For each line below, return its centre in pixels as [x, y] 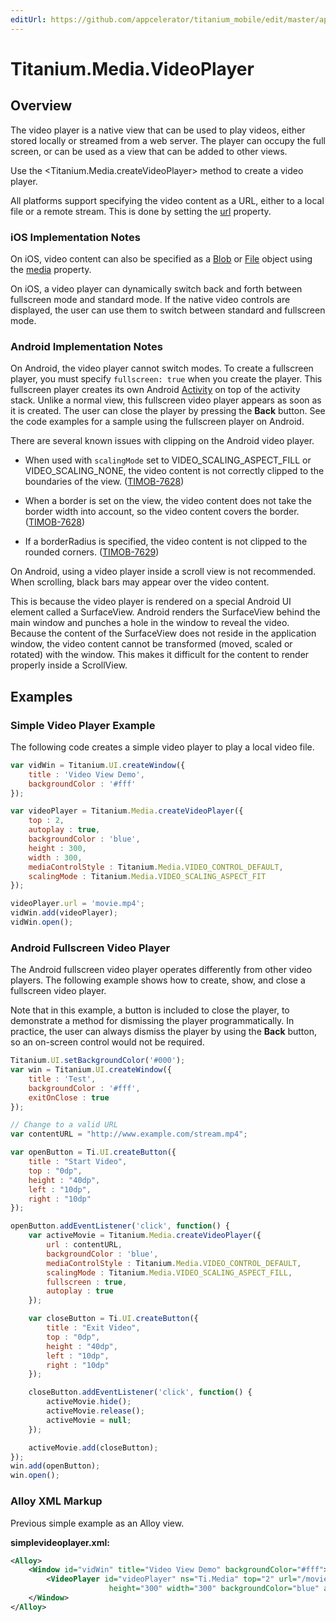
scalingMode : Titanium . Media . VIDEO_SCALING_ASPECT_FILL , [169, 1272]
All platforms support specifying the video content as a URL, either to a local [167, 200]
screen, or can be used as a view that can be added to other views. [149, 151]
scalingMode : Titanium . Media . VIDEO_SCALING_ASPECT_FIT [147, 876]
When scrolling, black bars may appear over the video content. [140, 582]
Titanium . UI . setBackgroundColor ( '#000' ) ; [98, 1061]
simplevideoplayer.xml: [60, 1542]
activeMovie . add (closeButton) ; [93, 1447]
